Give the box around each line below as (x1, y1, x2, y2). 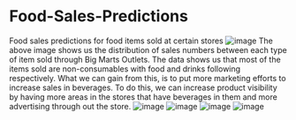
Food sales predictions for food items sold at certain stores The (9, 35, 274, 46)
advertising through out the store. (9, 101, 132, 111)
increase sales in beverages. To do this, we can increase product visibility (9, 82, 278, 93)
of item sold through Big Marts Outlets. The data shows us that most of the (9, 54, 281, 64)
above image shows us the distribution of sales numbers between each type (9, 44, 287, 55)
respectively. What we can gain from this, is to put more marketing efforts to (9, 72, 286, 83)
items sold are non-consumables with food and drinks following (9, 64, 241, 74)
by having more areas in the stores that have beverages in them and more (9, 91, 278, 102)
